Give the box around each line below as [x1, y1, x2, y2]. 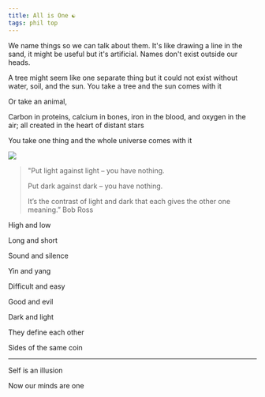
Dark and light [8, 312, 54, 321]
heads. [8, 57, 31, 67]
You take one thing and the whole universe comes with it [8, 135, 192, 145]
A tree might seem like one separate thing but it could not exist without [8, 73, 238, 82]
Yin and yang [8, 266, 51, 275]
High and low [8, 220, 51, 229]
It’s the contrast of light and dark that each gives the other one [27, 196, 231, 206]
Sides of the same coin [8, 342, 83, 352]
